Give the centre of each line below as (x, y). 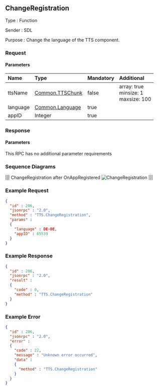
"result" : (21, 280)
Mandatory (101, 78)
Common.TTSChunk (58, 92)
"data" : (23, 360)
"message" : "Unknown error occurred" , (56, 355)
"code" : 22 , (28, 351)
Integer (43, 115)
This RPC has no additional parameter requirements (58, 154)
